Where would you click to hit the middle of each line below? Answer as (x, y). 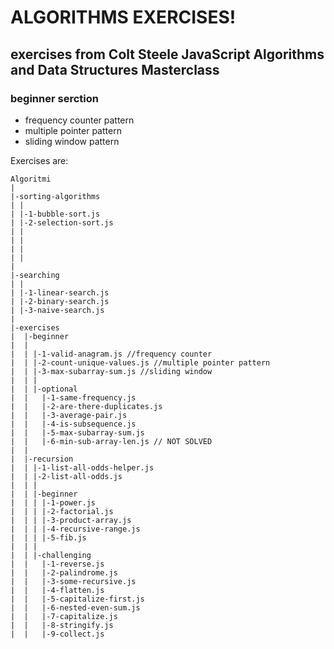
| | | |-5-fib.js (48, 537)
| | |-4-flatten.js (57, 590)
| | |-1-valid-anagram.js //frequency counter (111, 354)
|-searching (35, 275)
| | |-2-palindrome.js (64, 572)
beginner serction (54, 98)
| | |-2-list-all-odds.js (66, 476)
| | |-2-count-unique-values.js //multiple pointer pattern (140, 362)
